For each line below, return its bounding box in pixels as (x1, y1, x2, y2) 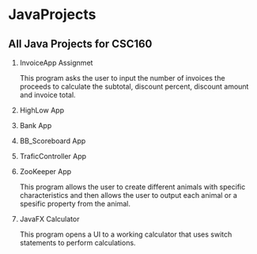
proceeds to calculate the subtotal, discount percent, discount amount (19, 82, 249, 91)
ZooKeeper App (19, 167, 72, 176)
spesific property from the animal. (19, 199, 130, 208)
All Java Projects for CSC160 (8, 37, 153, 51)
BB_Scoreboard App (19, 136, 86, 146)
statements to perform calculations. (19, 238, 136, 247)
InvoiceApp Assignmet (19, 58, 93, 67)
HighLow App (19, 105, 65, 115)
